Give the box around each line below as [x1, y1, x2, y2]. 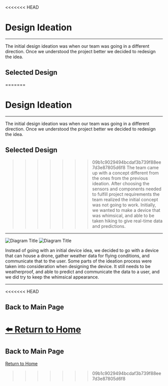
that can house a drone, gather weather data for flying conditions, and [5, 252, 150, 259]
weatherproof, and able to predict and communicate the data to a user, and [5, 269, 160, 275]
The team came [126, 164, 159, 170]
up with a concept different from [92, 170, 159, 176]
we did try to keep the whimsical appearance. [5, 274, 99, 280]
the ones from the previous [92, 175, 148, 181]
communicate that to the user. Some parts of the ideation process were [5, 258, 152, 264]
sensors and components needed [92, 186, 161, 192]
